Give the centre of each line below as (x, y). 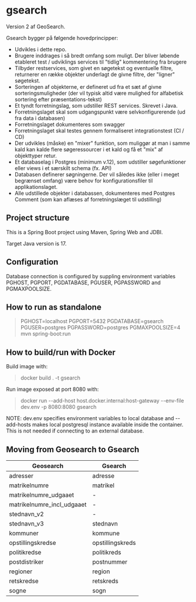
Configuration (32, 262)
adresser (21, 476)
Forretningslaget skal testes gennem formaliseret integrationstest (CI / (99, 131)
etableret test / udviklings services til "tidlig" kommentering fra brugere (100, 62)
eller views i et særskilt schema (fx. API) (63, 168)
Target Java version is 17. (36, 243)
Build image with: (27, 367)
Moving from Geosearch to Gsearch (73, 449)
